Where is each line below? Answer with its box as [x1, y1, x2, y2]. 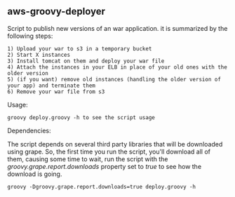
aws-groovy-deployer [7, 6, 106, 18]
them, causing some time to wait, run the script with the [7, 154, 168, 163]
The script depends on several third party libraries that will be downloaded [7, 140, 223, 148]
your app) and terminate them [7, 82, 96, 89]
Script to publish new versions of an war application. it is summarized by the [7, 24, 228, 32]
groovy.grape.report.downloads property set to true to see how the [7, 162, 202, 170]
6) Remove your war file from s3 [7, 88, 105, 95]
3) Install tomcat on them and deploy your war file [7, 57, 165, 64]
